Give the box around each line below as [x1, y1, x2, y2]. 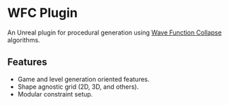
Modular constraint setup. [17, 89, 93, 98]
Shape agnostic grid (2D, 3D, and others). [17, 82, 139, 91]
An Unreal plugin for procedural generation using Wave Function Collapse [7, 28, 222, 37]
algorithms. [7, 35, 40, 44]
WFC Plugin [7, 5, 78, 21]
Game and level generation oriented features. [17, 75, 150, 83]
